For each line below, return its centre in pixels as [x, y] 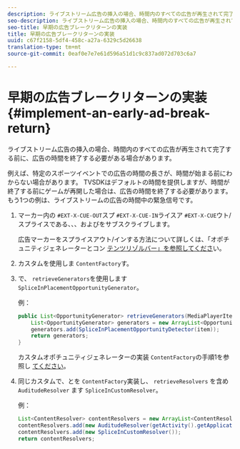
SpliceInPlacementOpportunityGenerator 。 [80, 287]
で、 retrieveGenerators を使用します [72, 278]
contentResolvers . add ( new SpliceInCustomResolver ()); [99, 432]
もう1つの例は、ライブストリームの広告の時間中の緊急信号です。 [102, 200]
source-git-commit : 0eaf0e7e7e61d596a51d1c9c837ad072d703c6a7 [102, 54]
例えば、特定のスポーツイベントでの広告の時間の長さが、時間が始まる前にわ [120, 173]
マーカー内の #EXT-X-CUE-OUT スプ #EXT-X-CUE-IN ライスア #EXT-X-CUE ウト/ [125, 215]
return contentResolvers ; [56, 439]
